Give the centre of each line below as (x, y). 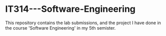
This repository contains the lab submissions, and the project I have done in (83, 23)
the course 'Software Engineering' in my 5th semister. (60, 28)
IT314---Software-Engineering (70, 9)
